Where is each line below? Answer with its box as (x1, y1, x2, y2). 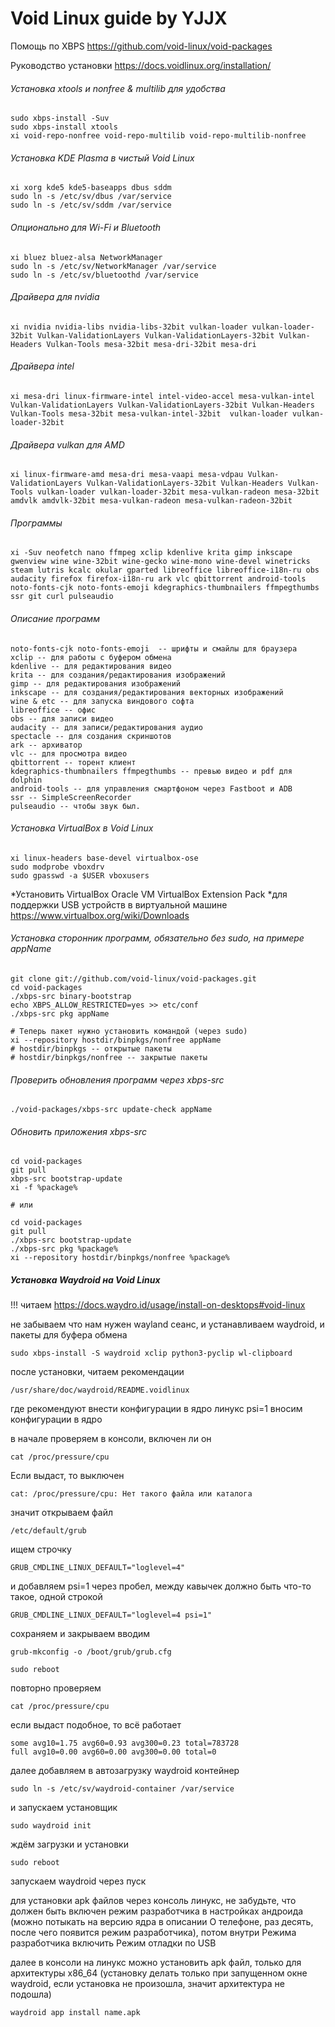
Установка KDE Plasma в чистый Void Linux (10, 152, 195, 164)
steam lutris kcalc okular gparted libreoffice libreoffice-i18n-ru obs (10, 565, 320, 576)
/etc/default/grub (10, 1526, 87, 1536)
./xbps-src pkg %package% (10, 1244, 118, 1254)
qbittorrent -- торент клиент (10, 757, 137, 767)
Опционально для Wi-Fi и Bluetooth (10, 221, 162, 233)
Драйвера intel (10, 360, 75, 372)
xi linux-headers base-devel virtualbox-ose (10, 853, 199, 863)
